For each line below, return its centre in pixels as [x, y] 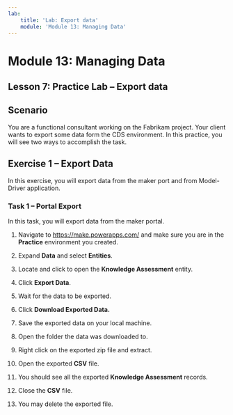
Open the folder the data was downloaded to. [83, 336]
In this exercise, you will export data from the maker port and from [103, 180]
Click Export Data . [45, 282]
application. [44, 188]
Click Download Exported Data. [64, 309]
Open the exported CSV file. [58, 363]
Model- [209, 180]
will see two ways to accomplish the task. [67, 142]
